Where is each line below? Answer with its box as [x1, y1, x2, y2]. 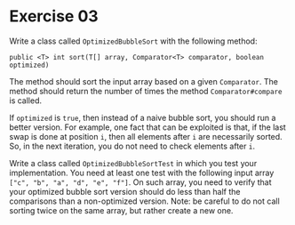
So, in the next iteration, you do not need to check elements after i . [9, 141, 256, 151]
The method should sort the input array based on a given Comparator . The [9, 76, 278, 86]
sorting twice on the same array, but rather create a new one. [9, 205, 234, 215]
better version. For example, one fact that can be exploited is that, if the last [9, 122, 286, 133]
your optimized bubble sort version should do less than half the [9, 186, 241, 197]
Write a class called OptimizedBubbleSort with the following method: [9, 36, 258, 46]
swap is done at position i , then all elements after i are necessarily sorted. [9, 131, 283, 141]
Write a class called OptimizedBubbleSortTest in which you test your [9, 157, 258, 168]
